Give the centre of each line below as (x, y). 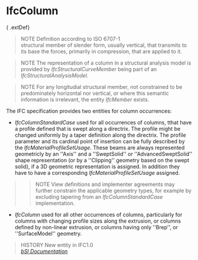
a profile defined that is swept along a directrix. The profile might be (98, 129)
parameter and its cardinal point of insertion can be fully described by (100, 141)
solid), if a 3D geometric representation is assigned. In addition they (97, 166)
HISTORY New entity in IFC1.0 (57, 245)
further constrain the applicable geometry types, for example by (113, 190)
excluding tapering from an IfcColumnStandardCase (99, 197)
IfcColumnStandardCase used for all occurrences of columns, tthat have (103, 122)
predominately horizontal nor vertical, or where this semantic (95, 93)
